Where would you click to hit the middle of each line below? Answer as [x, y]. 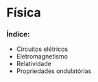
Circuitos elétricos [42, 49]
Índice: [18, 34]
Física [24, 13]
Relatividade [34, 64]
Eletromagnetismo [42, 57]
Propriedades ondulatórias [54, 71]
